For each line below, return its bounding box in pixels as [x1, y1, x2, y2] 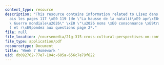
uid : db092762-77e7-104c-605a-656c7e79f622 [5, 52, 95, 58]
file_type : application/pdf [5, 39, 62, 44]
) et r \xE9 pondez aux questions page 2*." [9, 25, 97, 30]
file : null [5, 30, 27, 35]
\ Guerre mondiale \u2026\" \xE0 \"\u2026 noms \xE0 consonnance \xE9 [9, 21, 154, 26]
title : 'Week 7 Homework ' [5, 48, 60, 53]
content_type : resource [5, 7, 54, 12]
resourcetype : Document [5, 43, 54, 48]
